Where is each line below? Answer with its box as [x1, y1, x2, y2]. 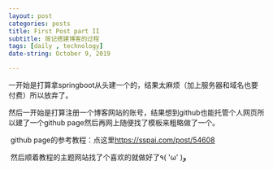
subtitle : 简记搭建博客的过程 [8, 34, 100, 43]
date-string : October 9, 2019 [8, 50, 111, 58]
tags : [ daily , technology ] [8, 42, 104, 50]
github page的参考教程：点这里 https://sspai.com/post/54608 [10, 135, 215, 145]
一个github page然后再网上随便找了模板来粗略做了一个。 [29, 118, 219, 127]
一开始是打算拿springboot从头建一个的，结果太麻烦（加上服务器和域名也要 [8, 81, 258, 89]
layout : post [8, 11, 53, 20]
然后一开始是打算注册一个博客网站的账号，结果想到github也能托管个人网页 [8, 107, 258, 117]
